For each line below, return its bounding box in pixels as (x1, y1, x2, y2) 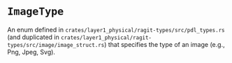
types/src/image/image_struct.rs (7, 41, 105, 48)
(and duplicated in (7, 33, 59, 41)
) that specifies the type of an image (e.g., (103, 40, 225, 48)
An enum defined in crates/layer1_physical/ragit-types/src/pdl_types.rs (7, 25, 225, 34)
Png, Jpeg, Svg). (7, 48, 56, 56)
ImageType (7, 5, 64, 18)
